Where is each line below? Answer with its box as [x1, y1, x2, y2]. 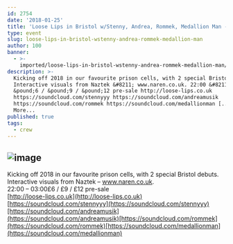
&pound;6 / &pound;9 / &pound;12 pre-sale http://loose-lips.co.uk [13, 87, 213, 94]
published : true [7, 113, 54, 120]
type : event [7, 29, 42, 37]
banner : [7, 49, 30, 56]
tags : [7, 119, 23, 127]
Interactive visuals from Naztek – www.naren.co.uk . [7, 177, 155, 186]
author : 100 [7, 42, 42, 49]
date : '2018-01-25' [7, 17, 64, 24]
